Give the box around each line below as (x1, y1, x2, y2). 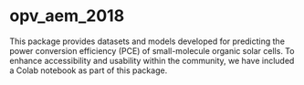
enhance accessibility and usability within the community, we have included (9, 55, 295, 66)
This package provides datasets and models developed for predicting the (9, 36, 286, 47)
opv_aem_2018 (9, 5, 125, 27)
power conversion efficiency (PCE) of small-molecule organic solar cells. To (9, 45, 295, 56)
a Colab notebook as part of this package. (9, 65, 168, 76)
